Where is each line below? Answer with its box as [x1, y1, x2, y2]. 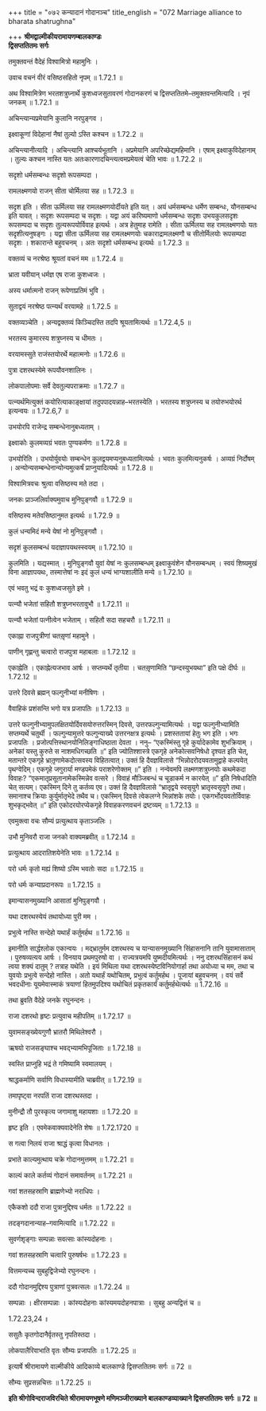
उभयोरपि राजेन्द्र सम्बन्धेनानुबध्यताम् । [8, 422, 101, 432]
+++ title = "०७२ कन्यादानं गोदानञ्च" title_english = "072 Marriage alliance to [8, 8, 242, 17]
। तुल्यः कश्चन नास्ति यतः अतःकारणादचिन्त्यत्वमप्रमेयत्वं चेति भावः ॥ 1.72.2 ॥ [8, 154, 202, 163]
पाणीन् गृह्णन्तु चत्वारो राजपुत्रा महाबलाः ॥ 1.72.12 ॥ [8, 647, 136, 656]
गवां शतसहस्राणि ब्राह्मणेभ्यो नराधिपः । [8, 1186, 101, 1196]
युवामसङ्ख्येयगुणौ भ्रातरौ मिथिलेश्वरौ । [8, 1027, 103, 1037]
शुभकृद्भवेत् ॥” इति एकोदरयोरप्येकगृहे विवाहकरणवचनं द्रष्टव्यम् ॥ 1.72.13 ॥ [8, 800, 199, 810]
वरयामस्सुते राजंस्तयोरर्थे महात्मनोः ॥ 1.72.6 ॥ [8, 350, 125, 358]
